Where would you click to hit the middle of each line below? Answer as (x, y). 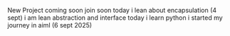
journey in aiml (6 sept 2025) (50, 25)
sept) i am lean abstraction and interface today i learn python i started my (115, 18)
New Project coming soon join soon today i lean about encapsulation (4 (112, 10)
